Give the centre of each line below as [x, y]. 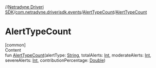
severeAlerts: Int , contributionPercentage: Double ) [55, 60]
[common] [15, 45]
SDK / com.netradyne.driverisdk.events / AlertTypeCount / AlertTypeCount [76, 12]
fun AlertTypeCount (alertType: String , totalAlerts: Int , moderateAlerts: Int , [78, 55]
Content [13, 50]
